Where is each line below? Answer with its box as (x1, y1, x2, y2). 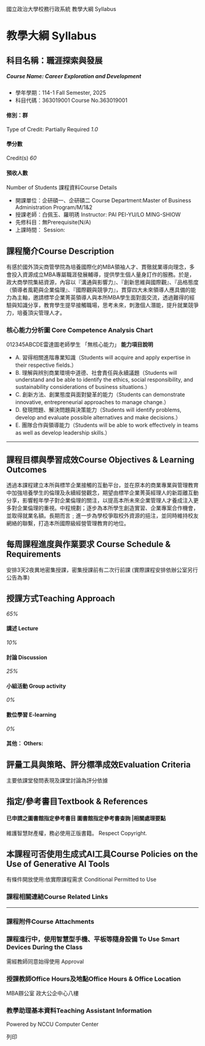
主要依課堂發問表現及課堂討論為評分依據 (6, 776, 108, 784)
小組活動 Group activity (6, 682, 66, 690)
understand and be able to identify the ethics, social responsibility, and (15, 376, 193, 383)
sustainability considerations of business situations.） (15, 383, 151, 391)
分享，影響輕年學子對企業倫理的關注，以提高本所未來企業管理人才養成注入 (6, 497, 193, 504)
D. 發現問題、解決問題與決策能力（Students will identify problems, (15, 406, 182, 414)
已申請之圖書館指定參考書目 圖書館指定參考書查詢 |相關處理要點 (6, 814, 166, 822)
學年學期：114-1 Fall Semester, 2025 (15, 89, 106, 96)
